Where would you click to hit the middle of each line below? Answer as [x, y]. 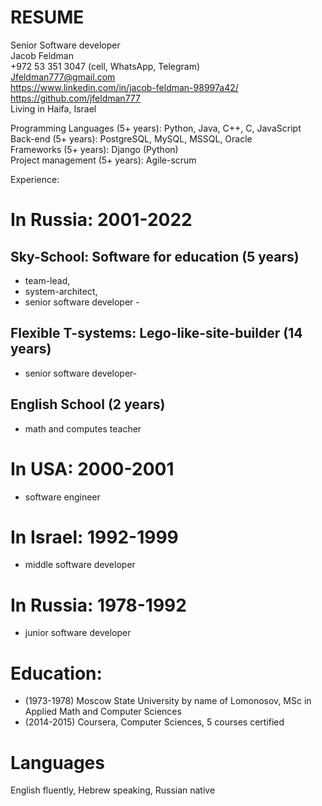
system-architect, [61, 291]
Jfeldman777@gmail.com [63, 77]
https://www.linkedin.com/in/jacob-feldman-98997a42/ [124, 87]
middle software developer [80, 565]
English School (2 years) [88, 404]
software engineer [62, 497]
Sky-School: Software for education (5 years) [155, 256]
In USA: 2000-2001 [92, 468]
